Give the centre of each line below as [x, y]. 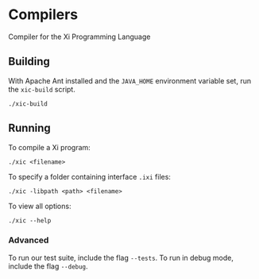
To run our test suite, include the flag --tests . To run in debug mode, [121, 258]
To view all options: [40, 206]
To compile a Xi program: [50, 147]
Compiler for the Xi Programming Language [79, 37]
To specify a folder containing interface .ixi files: [89, 176]
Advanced [29, 240]
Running [30, 128]
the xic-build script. [42, 89]
